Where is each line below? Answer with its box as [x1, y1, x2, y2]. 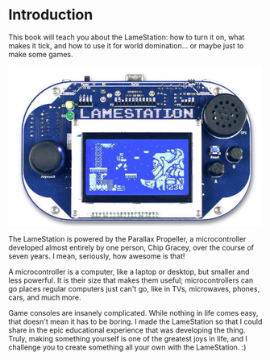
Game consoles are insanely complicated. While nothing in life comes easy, [8, 308, 259, 318]
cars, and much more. [8, 292, 81, 303]
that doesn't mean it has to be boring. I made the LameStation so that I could [8, 317, 263, 327]
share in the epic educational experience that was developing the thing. [8, 325, 246, 335]
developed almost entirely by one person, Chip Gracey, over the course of [8, 243, 254, 253]
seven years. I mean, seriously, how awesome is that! [8, 251, 185, 261]
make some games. [8, 49, 74, 59]
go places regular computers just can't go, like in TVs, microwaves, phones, [8, 284, 260, 294]
